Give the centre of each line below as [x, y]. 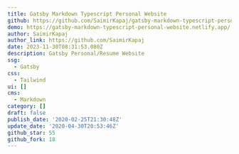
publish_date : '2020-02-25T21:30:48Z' [65, 119]
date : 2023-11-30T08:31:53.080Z [55, 47]
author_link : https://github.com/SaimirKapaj [76, 40]
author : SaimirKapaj [38, 34]
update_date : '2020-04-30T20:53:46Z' [63, 126]
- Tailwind [30, 80]
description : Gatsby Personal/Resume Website [76, 54]
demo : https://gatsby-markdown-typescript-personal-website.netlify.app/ [119, 27]
